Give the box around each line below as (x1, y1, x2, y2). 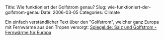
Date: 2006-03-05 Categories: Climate (40, 9, 120, 15)
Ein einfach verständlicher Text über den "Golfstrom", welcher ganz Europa (5, 19, 159, 25)
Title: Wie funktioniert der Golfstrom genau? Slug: (5, 4, 107, 10)
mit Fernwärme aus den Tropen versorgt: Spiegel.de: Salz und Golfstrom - (5, 24, 157, 30)
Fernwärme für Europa (5, 30, 52, 35)
